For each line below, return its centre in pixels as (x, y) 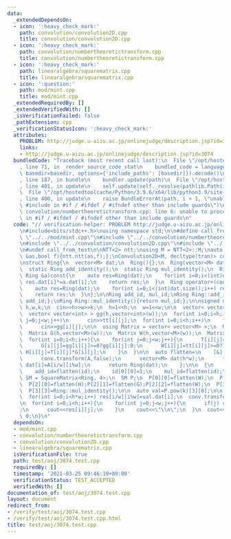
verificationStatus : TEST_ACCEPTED (64, 480)
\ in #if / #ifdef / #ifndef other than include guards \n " (106, 218)
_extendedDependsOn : (43, 20)
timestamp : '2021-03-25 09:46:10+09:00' (72, 474)
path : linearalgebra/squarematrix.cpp (75, 71)
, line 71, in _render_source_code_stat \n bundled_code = (109, 167)
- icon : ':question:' (44, 84)
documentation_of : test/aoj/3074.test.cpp (69, 493)
